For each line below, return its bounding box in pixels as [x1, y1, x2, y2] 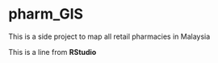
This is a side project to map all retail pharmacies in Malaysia [8, 31, 211, 41]
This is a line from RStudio [8, 47, 97, 57]
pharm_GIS [8, 5, 83, 23]
